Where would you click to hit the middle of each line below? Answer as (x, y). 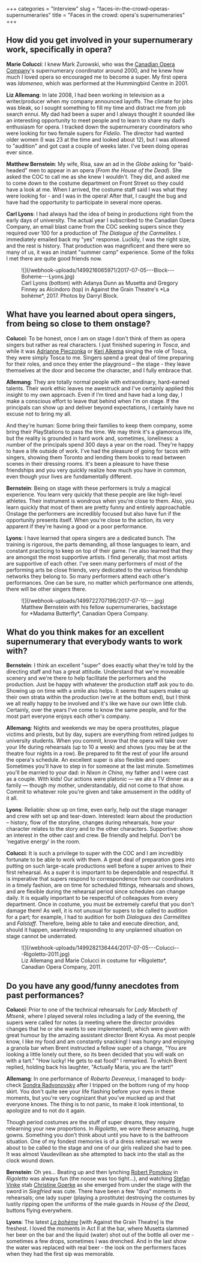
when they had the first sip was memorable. (61, 1254)
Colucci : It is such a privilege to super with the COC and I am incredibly (94, 853)
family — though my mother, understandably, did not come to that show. (95, 785)
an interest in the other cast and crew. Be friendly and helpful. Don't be (94, 835)
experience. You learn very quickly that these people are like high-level (94, 494)
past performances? (45, 995)
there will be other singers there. (46, 589)
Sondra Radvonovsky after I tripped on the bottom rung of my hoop (106, 1085)
